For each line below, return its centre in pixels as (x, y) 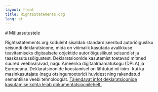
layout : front (20, 10)
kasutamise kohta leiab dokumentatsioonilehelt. (54, 85)
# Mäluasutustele (23, 33)
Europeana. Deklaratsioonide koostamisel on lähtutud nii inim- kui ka (75, 69)
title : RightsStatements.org (35, 14)
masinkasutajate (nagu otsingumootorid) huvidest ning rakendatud (73, 74)
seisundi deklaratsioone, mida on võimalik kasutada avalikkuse (69, 48)
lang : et (14, 19)
